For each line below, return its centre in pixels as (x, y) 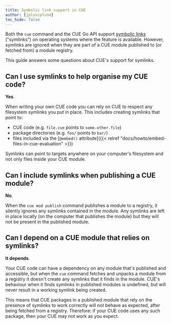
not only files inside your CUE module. (46, 159)
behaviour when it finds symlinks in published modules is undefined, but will (86, 284)
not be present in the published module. (47, 222)
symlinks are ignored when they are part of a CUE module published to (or (84, 45)
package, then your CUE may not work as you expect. (62, 316)
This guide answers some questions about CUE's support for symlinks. (80, 60)
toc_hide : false (23, 19)
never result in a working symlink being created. (56, 290)
